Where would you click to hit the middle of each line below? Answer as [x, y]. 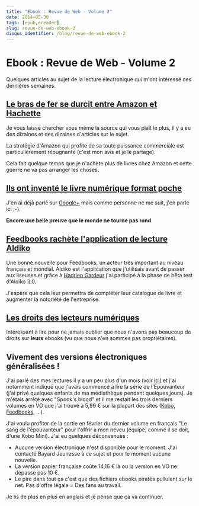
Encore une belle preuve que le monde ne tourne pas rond [79, 220]
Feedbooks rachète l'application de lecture [87, 239]
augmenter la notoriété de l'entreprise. [53, 299]
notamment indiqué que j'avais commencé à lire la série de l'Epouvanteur [96, 387]
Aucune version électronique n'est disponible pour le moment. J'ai [96, 447]
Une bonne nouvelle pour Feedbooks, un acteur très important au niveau [95, 262]
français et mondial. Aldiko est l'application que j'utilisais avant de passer [95, 269]
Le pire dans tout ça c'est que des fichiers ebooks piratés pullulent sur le [103, 479]
